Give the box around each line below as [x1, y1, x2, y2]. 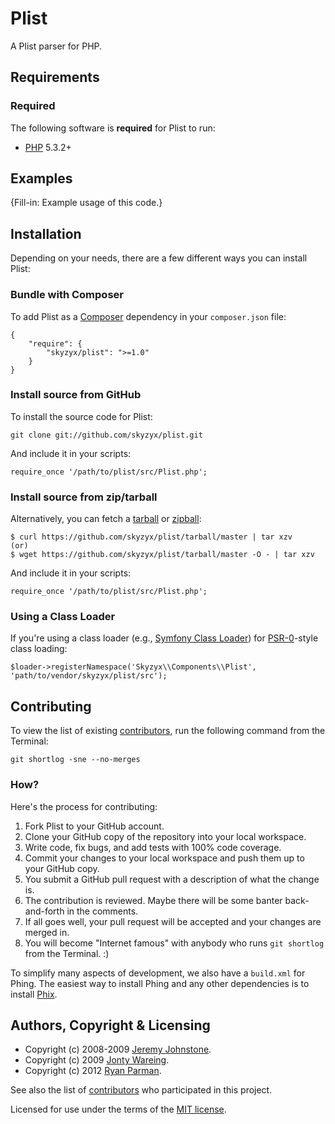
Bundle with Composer [10, 288, 124, 302]
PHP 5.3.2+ [24, 141, 72, 153]
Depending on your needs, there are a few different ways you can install [10, 252, 308, 264]
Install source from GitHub [10, 388, 142, 402]
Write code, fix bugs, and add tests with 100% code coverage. [24, 841, 282, 853]
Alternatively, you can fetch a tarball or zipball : [10, 513, 202, 525]
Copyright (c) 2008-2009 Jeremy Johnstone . [24, 1043, 212, 1056]
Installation [10, 225, 82, 242]
